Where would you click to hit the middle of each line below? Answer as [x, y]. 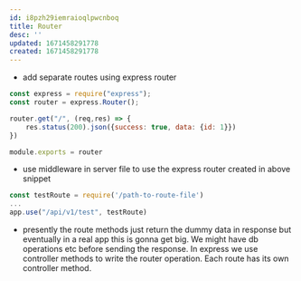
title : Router [36, 26]
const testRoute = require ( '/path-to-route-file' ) [107, 196]
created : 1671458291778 [54, 52]
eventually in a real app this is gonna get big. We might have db [141, 239]
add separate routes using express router [99, 77]
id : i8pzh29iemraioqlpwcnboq [64, 18]
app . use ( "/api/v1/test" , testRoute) [78, 213]
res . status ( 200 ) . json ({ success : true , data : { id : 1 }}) [131, 127]
